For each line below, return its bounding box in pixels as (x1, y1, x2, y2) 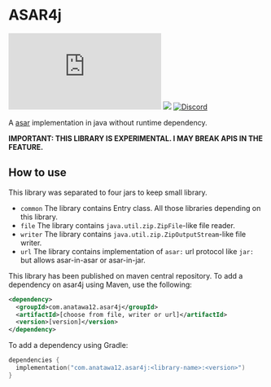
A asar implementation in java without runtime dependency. (8, 117, 208, 127)
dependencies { (8, 356, 60, 364)
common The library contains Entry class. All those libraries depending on (20, 203, 261, 213)
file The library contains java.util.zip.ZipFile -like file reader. (20, 220, 236, 230)
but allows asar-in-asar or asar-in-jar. (20, 255, 146, 265)
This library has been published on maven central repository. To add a (8, 270, 243, 280)
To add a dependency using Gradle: (8, 341, 129, 350)
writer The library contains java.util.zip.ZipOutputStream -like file (20, 229, 247, 239)
